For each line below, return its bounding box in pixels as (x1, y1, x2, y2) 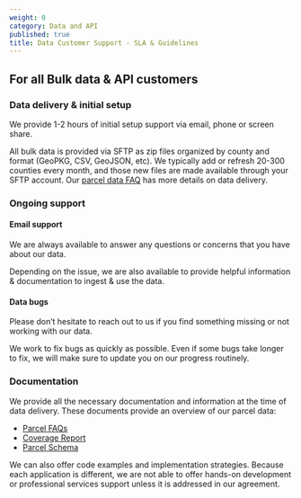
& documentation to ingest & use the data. (9, 276, 164, 287)
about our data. (9, 249, 66, 260)
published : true (9, 30, 70, 39)
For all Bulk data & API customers (9, 71, 199, 86)
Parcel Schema (22, 441, 79, 452)
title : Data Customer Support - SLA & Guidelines (9, 38, 199, 48)
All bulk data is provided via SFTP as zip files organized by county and (9, 146, 270, 156)
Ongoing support (9, 197, 85, 209)
